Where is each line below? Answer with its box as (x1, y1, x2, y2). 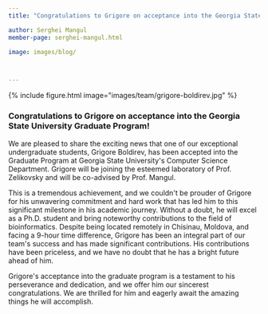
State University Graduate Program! (8, 120, 150, 131)
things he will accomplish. (8, 296, 93, 306)
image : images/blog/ (8, 48, 77, 56)
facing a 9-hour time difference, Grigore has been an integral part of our (8, 230, 246, 240)
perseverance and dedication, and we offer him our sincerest (8, 280, 209, 289)
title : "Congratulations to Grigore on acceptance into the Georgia (8, 11, 241, 20)
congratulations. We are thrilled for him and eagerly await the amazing (8, 288, 239, 297)
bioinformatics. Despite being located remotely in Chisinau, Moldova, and (8, 222, 249, 231)
